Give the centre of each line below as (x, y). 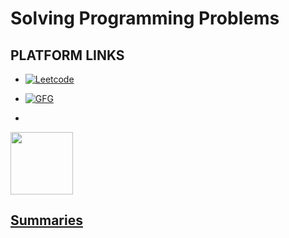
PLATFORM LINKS (67, 55)
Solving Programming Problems (145, 18)
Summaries (46, 220)
